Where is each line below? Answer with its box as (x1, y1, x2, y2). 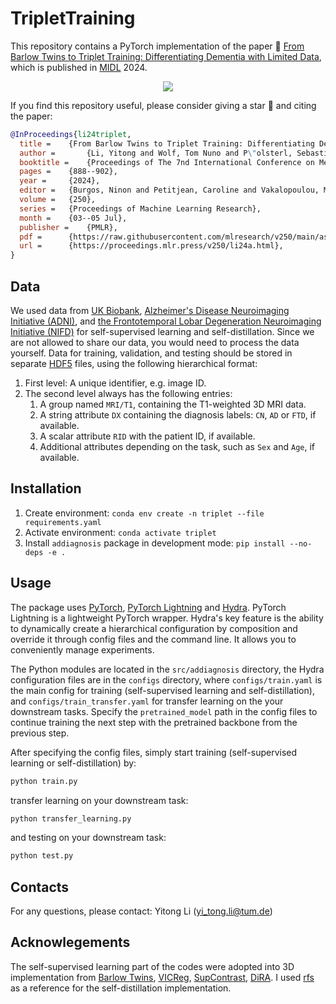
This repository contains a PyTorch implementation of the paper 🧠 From (10, 40, 305, 52)
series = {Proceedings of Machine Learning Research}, (19, 203, 262, 214)
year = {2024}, (19, 176, 101, 186)
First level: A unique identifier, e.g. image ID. (24, 377, 207, 389)
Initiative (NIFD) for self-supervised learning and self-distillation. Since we (10, 326, 315, 337)
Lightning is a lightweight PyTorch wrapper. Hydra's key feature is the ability (10, 612, 324, 624)
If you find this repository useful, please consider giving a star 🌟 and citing (10, 99, 317, 111)
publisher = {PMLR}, (19, 222, 118, 232)
